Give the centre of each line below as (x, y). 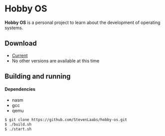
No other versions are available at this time (56, 61)
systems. (14, 27)
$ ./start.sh (18, 129)
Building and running (38, 76)
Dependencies (20, 89)
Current (20, 55)
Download (21, 44)
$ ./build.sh (18, 125)
